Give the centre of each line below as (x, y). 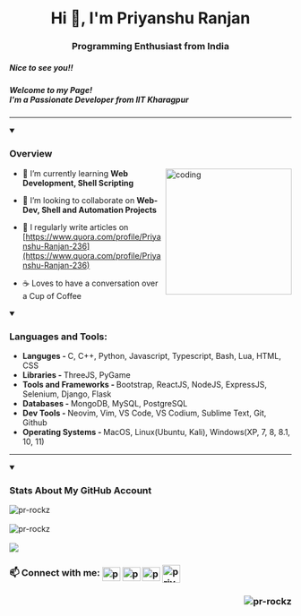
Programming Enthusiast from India (150, 47)
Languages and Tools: (58, 337)
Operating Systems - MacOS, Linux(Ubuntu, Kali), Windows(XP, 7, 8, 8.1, (156, 432)
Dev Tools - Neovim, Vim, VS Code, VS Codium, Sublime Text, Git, (144, 413)
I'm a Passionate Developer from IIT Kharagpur (99, 100)
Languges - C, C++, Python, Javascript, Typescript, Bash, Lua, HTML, (152, 356)
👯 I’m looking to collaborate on (78, 200)
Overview (31, 154)
